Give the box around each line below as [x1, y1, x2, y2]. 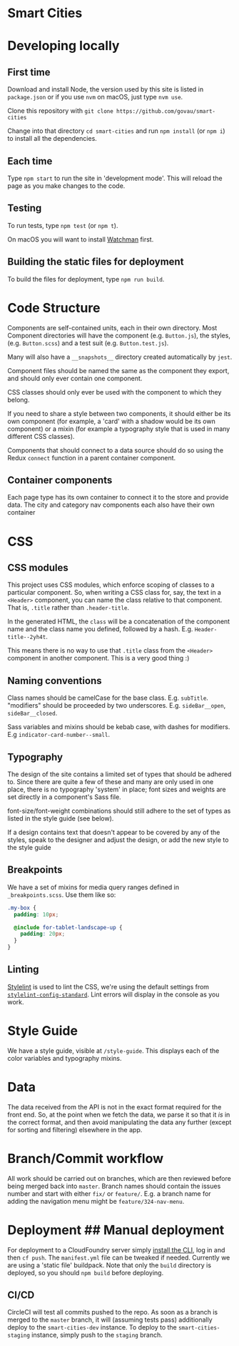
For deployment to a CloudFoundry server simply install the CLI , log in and [7, 1245, 225, 1254]
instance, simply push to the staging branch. [31, 1331, 163, 1340]
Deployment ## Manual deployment [7, 1222, 225, 1238]
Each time [7, 155, 53, 167]
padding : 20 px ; [20, 931, 66, 938]
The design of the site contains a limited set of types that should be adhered [7, 770, 232, 778]
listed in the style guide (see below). [7, 814, 114, 823]
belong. [7, 395, 30, 404]
